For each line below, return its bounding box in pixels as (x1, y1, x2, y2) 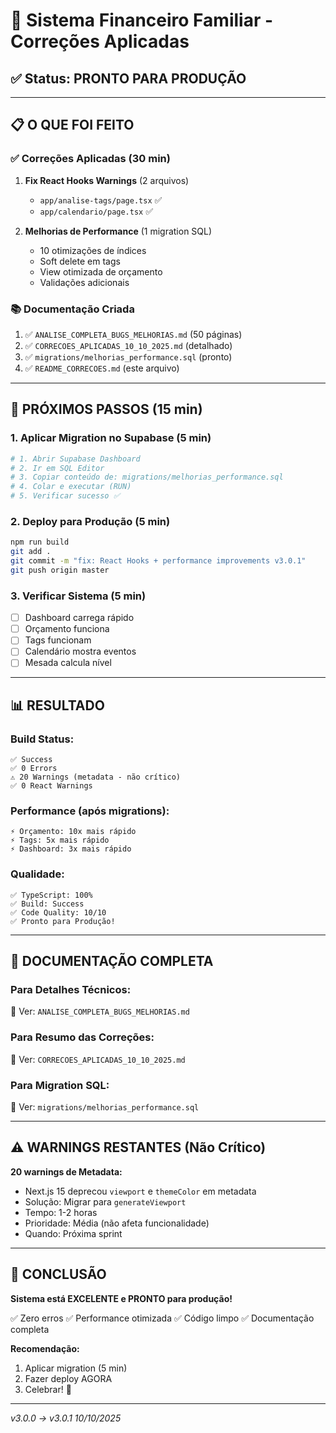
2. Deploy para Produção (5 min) (10, 514, 171, 528)
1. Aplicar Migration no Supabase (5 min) (10, 431, 212, 445)
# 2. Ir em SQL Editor (10, 463, 105, 473)
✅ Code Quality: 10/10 (10, 907, 107, 918)
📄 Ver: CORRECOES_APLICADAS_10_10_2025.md (10, 1053, 186, 1065)
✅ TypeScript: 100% (10, 890, 93, 900)
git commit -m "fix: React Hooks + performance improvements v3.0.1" (10, 556, 307, 566)
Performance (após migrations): (10, 804, 170, 818)
